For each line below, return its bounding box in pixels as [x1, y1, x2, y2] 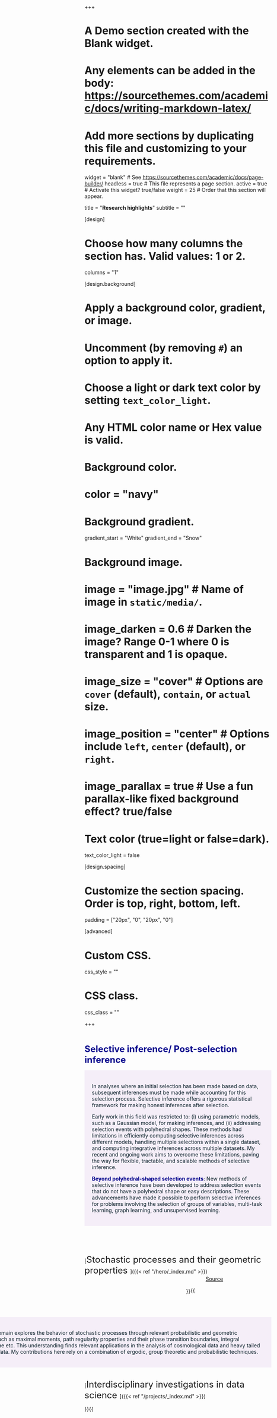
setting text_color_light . [84, 393, 211, 407]
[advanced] [84, 928, 113, 935]
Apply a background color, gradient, [84, 301, 266, 315]
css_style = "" [84, 968, 119, 975]
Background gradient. [84, 515, 195, 528]
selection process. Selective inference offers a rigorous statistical [92, 1095, 252, 1102]
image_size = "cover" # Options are [84, 675, 263, 688]
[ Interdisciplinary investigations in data [84, 1379, 245, 1391]
